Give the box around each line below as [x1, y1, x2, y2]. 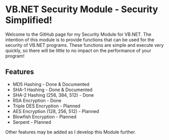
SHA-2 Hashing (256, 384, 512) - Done [12, 92, 94, 98]
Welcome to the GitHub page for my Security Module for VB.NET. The [5, 31, 152, 37]
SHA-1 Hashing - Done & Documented [12, 87, 93, 93]
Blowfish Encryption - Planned [12, 114, 77, 120]
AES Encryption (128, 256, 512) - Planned [12, 108, 99, 114]
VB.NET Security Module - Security [5, 4, 158, 15]
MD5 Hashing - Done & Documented [12, 81, 90, 87]
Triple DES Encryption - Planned [12, 103, 80, 109]
